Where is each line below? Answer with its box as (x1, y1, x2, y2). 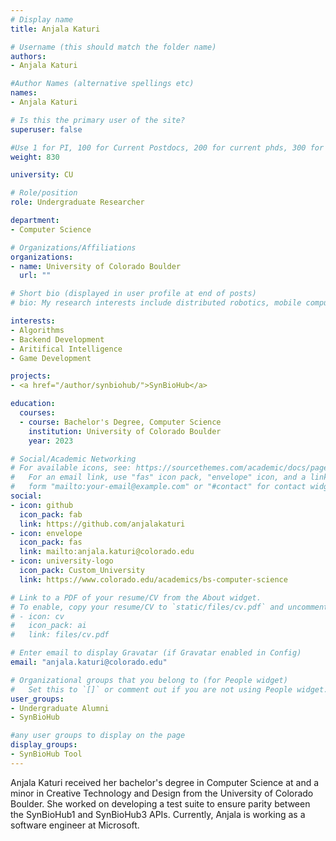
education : (10, 399, 56, 409)
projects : (10, 371, 52, 381)
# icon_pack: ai (10, 621, 87, 631)
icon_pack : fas (19, 537, 83, 548)
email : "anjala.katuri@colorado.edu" (10, 657, 168, 667)
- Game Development (10, 353, 92, 363)
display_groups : (10, 740, 78, 750)
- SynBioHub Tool (10, 749, 83, 759)
